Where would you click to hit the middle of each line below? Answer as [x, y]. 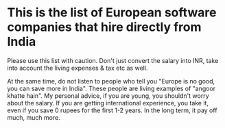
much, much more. [34, 117]
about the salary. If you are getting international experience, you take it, [108, 103]
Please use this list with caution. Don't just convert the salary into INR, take [113, 60]
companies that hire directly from [104, 27]
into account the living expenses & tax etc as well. [78, 68]
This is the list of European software [112, 13]
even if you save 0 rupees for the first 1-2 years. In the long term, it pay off [112, 110]
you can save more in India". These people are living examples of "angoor [111, 88]
